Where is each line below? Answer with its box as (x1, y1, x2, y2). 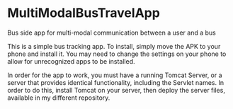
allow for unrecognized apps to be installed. (7, 57, 136, 65)
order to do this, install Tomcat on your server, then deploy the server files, (7, 86, 225, 94)
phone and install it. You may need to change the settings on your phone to (7, 50, 227, 58)
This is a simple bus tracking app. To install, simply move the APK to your (7, 42, 221, 50)
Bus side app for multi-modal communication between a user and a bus (7, 28, 216, 37)
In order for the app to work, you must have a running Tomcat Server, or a (7, 71, 222, 79)
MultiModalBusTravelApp (7, 5, 161, 21)
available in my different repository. (7, 93, 110, 102)
